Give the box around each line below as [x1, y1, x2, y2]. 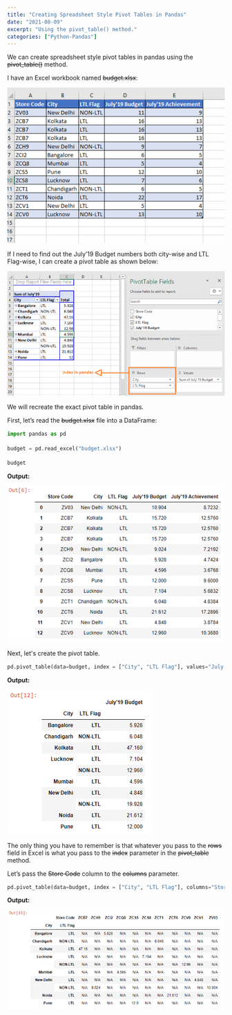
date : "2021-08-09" [7, 18, 64, 26]
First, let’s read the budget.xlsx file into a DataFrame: [7, 416, 157, 424]
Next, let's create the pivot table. [7, 648, 100, 657]
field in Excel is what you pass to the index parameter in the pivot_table [7, 849, 209, 857]
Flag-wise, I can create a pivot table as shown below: [7, 257, 159, 265]
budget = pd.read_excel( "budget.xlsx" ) [7, 445, 122, 452]
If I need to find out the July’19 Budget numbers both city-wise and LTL [7, 249, 209, 258]
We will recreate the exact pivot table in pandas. [7, 403, 144, 411]
